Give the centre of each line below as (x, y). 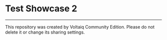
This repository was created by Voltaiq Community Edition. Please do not (80, 27)
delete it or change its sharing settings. (45, 32)
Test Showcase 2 (41, 9)
